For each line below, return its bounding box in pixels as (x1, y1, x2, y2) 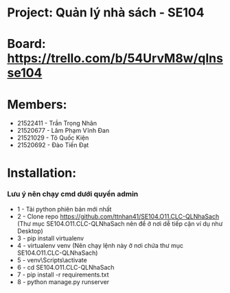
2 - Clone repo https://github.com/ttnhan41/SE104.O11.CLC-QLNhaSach (16, 212, 220, 220)
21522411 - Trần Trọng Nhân (16, 119, 97, 127)
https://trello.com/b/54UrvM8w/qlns (7, 51, 223, 66)
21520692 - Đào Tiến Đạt (16, 141, 89, 149)
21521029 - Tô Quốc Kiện (16, 133, 89, 142)
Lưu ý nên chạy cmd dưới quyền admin (7, 190, 139, 199)
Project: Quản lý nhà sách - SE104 (7, 5, 205, 21)
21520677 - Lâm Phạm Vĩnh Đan (16, 127, 110, 135)
